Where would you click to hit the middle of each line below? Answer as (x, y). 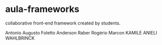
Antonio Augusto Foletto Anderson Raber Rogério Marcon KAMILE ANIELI (81, 32)
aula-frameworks (42, 9)
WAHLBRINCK (20, 38)
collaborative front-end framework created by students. (63, 23)
